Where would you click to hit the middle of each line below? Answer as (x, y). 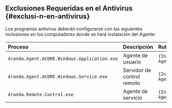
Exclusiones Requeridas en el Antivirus (69, 8)
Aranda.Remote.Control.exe (41, 94)
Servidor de (137, 70)
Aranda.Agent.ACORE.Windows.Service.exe (58, 77)
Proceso (18, 47)
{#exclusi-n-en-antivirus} (48, 17)
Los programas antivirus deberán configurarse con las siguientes (74, 29)
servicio (132, 98)
